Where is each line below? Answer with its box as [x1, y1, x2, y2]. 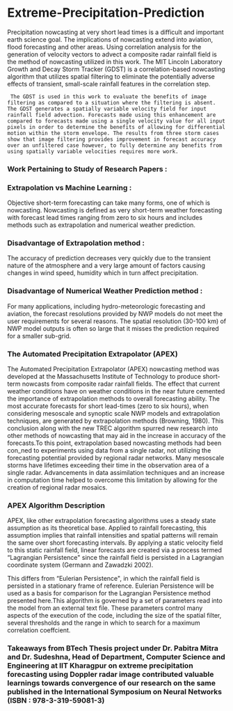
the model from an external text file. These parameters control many [7, 604, 203, 612]
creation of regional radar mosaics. [7, 483, 108, 492]
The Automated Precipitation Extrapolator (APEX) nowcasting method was [7, 365, 220, 373]
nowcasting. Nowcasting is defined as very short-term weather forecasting [7, 206, 223, 214]
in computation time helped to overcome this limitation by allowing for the [7, 476, 218, 485]
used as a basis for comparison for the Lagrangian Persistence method [7, 589, 211, 597]
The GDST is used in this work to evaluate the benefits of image [10, 93, 207, 100]
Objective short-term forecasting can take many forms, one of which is [7, 198, 211, 207]
